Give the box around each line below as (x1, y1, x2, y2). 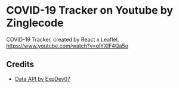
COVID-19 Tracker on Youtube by (6, 4, 174, 17)
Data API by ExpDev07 (14, 75, 70, 82)
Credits (6, 59, 35, 70)
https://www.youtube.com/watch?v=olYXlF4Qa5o (6, 42, 129, 49)
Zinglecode (6, 16, 64, 30)
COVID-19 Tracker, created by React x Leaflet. (6, 36, 119, 43)
